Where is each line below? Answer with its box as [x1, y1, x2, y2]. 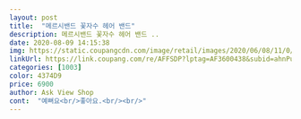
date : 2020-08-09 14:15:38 [9, 38, 110, 47]
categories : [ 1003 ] [9, 64, 82, 72]
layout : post [9, 13, 58, 22]
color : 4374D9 [9, 72, 63, 81]
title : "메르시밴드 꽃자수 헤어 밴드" [9, 21, 136, 30]
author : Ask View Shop [9, 88, 94, 97]
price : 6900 [9, 80, 54, 89]
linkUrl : [9, 55, 42, 64]
